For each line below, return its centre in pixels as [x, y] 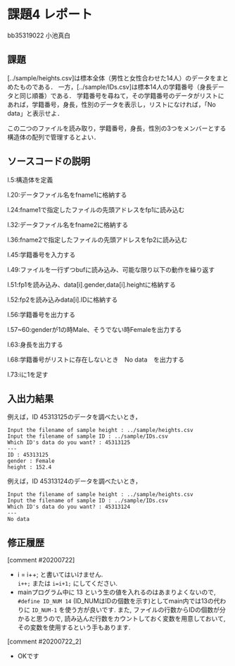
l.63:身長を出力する [35, 344]
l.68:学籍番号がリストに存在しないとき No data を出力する [96, 359]
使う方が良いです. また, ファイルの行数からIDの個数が [142, 610]
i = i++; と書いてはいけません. [60, 574]
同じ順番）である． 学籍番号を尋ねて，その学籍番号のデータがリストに [122, 95]
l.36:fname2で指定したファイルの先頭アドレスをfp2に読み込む [97, 240]
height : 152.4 [30, 467]
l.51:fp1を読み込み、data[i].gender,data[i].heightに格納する [91, 284]
